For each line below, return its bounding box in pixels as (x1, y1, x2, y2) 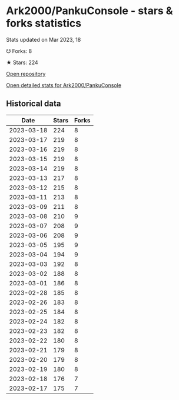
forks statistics (6, 16, 81, 30)
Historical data (6, 99, 61, 109)
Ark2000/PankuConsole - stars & (6, 4, 173, 18)
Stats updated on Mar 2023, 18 (6, 36, 81, 43)
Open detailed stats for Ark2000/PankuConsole (6, 81, 122, 89)
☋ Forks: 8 (6, 47, 32, 54)
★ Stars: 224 (6, 59, 38, 66)
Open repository (6, 70, 46, 77)
